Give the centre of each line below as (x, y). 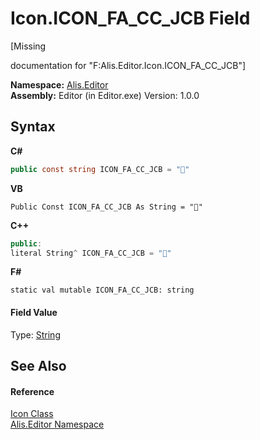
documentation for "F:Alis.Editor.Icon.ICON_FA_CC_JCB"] (128, 65)
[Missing (28, 46)
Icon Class (32, 414)
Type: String (35, 334)
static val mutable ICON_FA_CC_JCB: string (102, 290)
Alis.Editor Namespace (57, 424)
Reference (32, 391)
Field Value (34, 312)
